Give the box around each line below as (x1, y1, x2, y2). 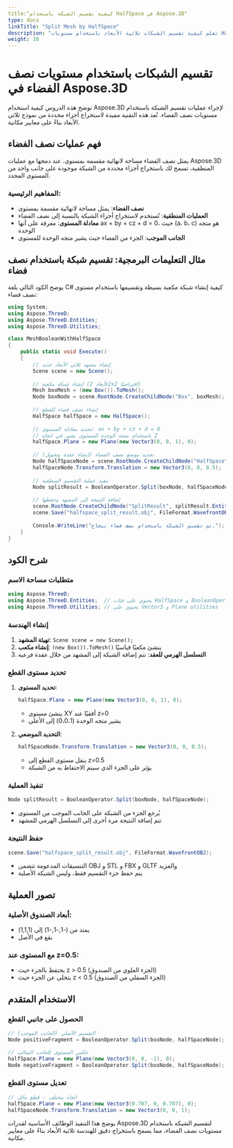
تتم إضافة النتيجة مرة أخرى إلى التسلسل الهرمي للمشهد (17, 816, 162, 825)
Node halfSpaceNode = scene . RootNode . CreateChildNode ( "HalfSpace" (32, 458, 228, 465)
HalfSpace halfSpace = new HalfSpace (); (32, 413, 151, 420)
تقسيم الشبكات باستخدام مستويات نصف (8, 66, 213, 82)
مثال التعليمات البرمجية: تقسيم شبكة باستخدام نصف (8, 253, 206, 265)
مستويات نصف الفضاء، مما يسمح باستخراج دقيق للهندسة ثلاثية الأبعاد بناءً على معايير (8, 1127, 222, 1135)
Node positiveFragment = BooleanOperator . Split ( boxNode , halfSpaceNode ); (8, 1037, 225, 1043)
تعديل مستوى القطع (8, 1078, 67, 1088)
